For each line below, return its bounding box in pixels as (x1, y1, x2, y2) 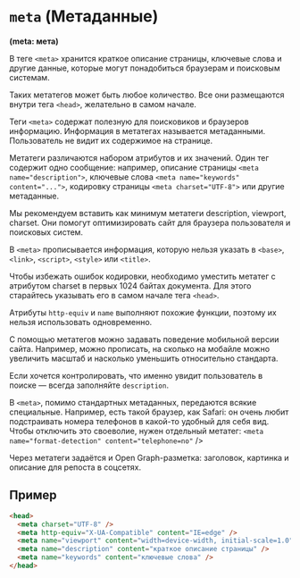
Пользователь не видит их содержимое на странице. (9, 135, 213, 146)
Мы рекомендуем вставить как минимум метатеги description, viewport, (9, 207, 287, 218)
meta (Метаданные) (9, 6, 159, 27)
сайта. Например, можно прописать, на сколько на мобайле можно (9, 343, 271, 354)
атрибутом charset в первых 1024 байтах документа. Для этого (9, 280, 252, 291)
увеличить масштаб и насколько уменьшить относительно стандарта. (9, 353, 279, 364)
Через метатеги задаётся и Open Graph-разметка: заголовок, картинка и (9, 452, 289, 463)
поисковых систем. (9, 226, 83, 238)
